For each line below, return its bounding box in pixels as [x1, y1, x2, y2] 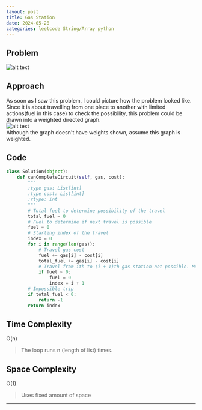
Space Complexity [6, 364, 77, 374]
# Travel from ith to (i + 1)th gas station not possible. [38, 264, 189, 270]
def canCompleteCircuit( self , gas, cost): [17, 174, 125, 180]
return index [28, 303, 61, 309]
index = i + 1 [49, 280, 85, 286]
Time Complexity [6, 319, 72, 329]
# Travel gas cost [38, 247, 85, 253]
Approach [6, 81, 44, 91]
